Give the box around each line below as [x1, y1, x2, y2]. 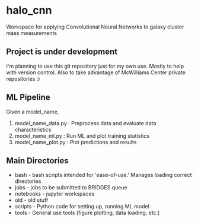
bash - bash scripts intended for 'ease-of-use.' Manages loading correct [14, 172, 192, 179]
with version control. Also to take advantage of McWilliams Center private [6, 69, 186, 76]
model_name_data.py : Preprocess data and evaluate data [14, 119, 157, 126]
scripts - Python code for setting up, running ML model [14, 203, 149, 210]
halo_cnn [6, 4, 52, 17]
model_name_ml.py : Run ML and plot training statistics [14, 132, 150, 139]
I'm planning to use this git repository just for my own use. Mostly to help [6, 62, 184, 69]
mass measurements [6, 29, 58, 36]
